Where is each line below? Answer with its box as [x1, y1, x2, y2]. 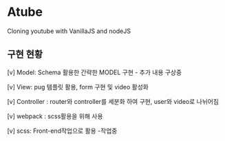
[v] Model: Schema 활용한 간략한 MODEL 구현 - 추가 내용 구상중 [7, 68, 182, 76]
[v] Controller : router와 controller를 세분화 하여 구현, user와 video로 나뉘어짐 [7, 97, 219, 105]
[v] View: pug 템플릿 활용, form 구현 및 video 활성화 [7, 83, 149, 91]
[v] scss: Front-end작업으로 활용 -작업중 [7, 127, 118, 135]
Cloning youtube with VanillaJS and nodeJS [7, 27, 131, 35]
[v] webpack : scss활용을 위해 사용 [7, 111, 103, 120]
